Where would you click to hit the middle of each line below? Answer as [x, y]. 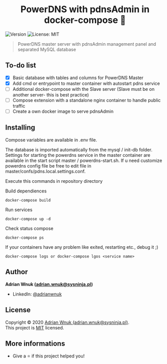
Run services [19, 210]
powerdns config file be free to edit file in [48, 166]
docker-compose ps [25, 238]
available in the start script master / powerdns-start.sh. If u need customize [84, 160]
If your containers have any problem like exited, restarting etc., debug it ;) [82, 247]
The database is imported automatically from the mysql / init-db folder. [79, 150]
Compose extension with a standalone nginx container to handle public [87, 100]
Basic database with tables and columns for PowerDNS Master [78, 78]
